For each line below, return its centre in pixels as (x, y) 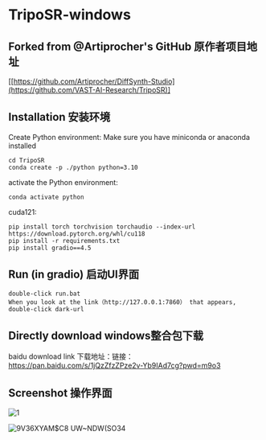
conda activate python (46, 197)
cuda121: (23, 212)
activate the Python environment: (63, 182)
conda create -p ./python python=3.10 (73, 167)
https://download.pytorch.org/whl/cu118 (77, 234)
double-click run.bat (45, 294)
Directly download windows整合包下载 (106, 336)
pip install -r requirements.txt (64, 241)
